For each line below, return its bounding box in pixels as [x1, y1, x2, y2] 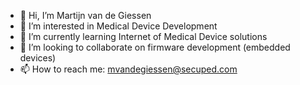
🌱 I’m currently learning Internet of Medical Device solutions [19, 31, 268, 42]
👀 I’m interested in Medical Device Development [19, 20, 218, 32]
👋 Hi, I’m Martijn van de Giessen [19, 10, 152, 21]
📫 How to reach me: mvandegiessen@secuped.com [19, 63, 238, 75]
